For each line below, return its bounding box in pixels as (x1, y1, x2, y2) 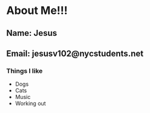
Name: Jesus (6, 28, 58, 38)
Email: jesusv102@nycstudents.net (6, 48, 144, 58)
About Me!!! (6, 4, 68, 18)
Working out (15, 100, 46, 107)
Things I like (6, 66, 43, 75)
